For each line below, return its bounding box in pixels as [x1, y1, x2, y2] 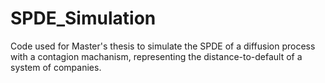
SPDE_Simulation [10, 7, 157, 30]
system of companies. [10, 61, 102, 73]
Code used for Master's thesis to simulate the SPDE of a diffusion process [10, 40, 316, 52]
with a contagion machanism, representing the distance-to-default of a [10, 50, 303, 62]
